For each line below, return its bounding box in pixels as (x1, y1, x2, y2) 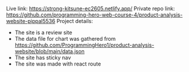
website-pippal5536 (6, 18, 56, 24)
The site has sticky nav (14, 54, 71, 61)
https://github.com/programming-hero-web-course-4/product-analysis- (6, 11, 183, 18)
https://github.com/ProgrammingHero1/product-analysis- (14, 41, 155, 48)
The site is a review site (14, 29, 72, 36)
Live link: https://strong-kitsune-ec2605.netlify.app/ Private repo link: (6, 5, 175, 12)
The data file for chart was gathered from (14, 35, 116, 42)
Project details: (56, 18, 94, 24)
